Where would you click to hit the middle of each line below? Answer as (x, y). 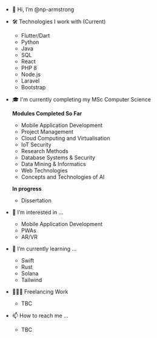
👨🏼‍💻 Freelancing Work (40, 291)
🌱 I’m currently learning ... (44, 249)
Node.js (31, 74)
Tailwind (32, 280)
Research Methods (45, 151)
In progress (27, 189)
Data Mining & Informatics (53, 164)
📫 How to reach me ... (40, 316)
